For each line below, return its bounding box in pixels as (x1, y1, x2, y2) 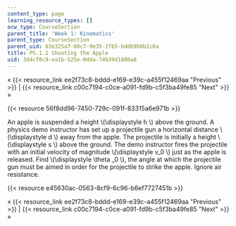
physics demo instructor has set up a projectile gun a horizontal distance (7, 125, 218, 134)
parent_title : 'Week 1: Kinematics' (7, 30, 115, 37)
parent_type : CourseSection (7, 37, 90, 44)
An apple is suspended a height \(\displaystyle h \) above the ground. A (7, 118, 215, 126)
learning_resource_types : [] (7, 17, 93, 24)
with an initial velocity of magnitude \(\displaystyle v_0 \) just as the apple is (7, 147, 227, 156)
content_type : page (7, 10, 65, 18)
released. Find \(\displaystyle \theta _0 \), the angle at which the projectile (7, 155, 221, 163)
